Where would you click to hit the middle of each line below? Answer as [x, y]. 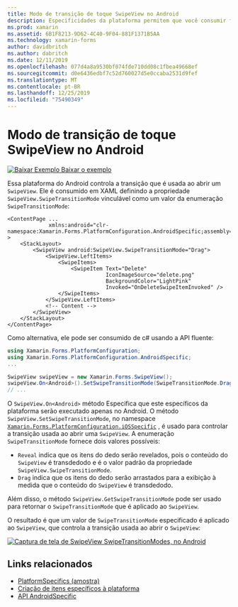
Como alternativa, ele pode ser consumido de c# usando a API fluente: [110, 337]
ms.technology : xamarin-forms [52, 40]
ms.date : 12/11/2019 [38, 60]
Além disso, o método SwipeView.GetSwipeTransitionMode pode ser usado [114, 499]
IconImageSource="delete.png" [150, 275]
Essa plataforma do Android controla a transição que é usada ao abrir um [114, 183]
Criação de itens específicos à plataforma [79, 589]
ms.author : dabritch [38, 54]
